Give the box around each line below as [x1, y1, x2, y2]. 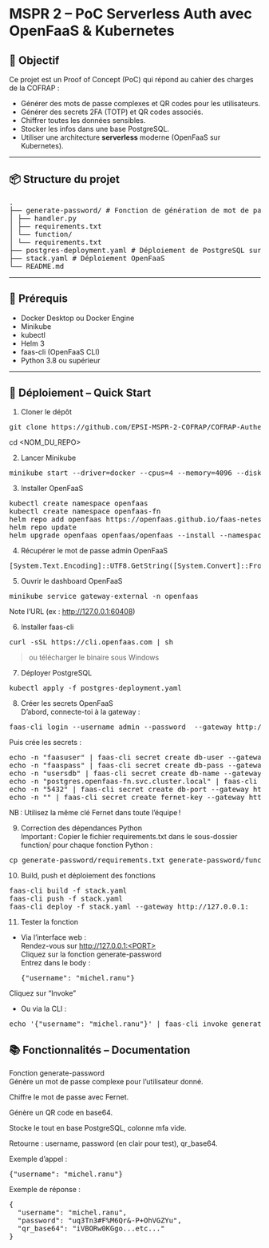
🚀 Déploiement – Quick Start [9, 386, 152, 400]
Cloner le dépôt [20, 407, 73, 417]
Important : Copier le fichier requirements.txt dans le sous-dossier [20, 832, 238, 842]
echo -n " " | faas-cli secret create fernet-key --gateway [9, 793, 246, 802]
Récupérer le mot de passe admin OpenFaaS [20, 546, 168, 556]
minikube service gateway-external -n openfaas [9, 592, 199, 601]
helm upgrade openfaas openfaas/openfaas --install [9, 531, 216, 540]
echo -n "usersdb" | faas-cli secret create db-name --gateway [9, 769, 262, 779]
